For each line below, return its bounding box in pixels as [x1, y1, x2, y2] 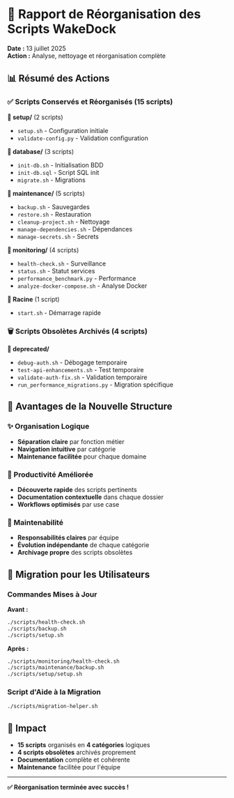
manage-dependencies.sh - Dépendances [17, 224, 133, 233]
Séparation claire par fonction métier [17, 437, 125, 445]
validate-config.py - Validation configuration [17, 134, 148, 142]
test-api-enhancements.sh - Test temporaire [17, 365, 144, 374]
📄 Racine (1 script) [7, 295, 60, 303]
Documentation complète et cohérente [17, 755, 130, 764]
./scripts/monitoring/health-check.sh [7, 658, 120, 665]
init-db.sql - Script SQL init [17, 168, 100, 176]
